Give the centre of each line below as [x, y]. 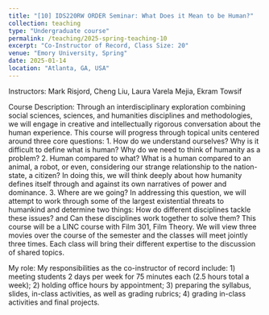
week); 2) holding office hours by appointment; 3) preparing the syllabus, [130, 285]
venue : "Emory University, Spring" [68, 53]
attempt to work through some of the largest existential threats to [116, 201]
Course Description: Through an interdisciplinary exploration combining [127, 106]
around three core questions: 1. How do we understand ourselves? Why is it [134, 141]
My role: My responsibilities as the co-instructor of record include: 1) [122, 267]
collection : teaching [45, 23]
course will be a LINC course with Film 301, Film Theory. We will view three [132, 226]
